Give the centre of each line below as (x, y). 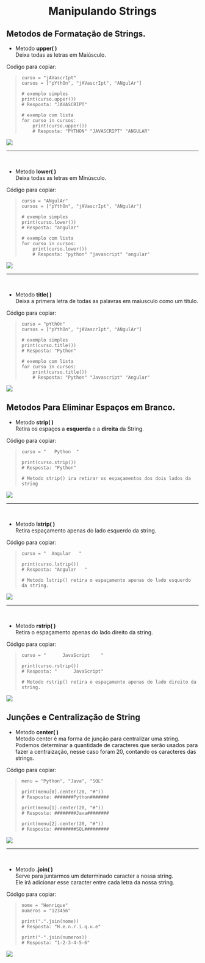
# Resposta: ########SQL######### (65, 829)
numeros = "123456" (46, 911)
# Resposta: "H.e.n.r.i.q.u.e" (61, 926)
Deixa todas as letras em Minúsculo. (61, 178)
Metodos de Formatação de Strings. (76, 34)
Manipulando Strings (103, 11)
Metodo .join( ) (34, 869)
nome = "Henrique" (45, 905)
